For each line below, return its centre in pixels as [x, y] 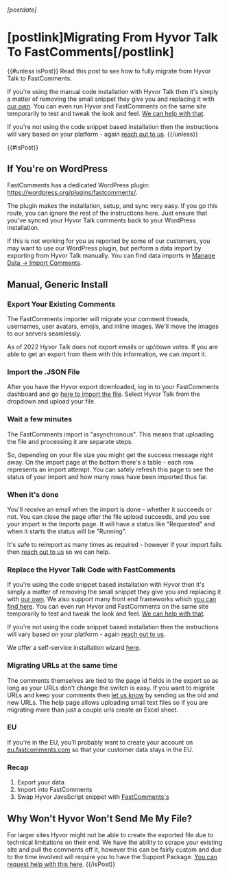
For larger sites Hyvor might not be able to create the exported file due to [110, 835]
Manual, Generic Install [58, 284]
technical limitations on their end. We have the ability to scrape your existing [115, 842]
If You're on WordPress [58, 168]
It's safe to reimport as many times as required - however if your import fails [114, 544]
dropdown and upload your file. [51, 401]
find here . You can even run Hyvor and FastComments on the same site [108, 607]
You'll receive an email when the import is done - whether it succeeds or [110, 509]
